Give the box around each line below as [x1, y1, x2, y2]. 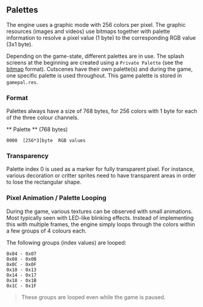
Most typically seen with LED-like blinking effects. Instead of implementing [6, 214, 194, 222]
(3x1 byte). [6, 40, 33, 48]
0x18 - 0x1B [6, 277, 37, 283]
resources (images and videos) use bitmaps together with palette [6, 27, 171, 35]
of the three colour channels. [6, 114, 79, 121]
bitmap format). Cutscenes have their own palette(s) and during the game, [6, 65, 193, 73]
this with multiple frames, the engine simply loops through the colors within [6, 220, 195, 228]
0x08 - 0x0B [6, 256, 37, 262]
